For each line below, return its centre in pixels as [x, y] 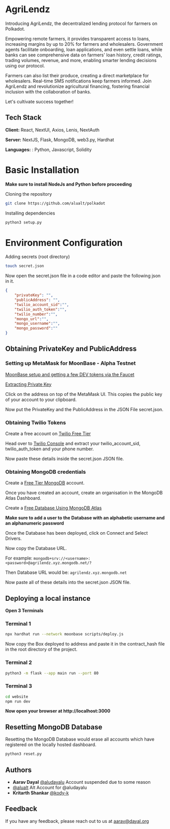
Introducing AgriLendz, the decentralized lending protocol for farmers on [81, 23]
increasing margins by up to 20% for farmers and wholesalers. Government [84, 44]
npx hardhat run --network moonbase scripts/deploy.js [64, 634]
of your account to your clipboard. [41, 400]
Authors [19, 770]
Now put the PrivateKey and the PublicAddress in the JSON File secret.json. [84, 409]
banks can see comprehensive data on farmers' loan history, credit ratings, [84, 55]
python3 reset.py [24, 754]
